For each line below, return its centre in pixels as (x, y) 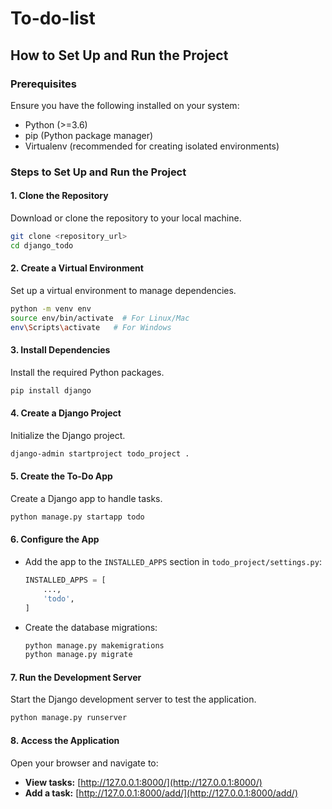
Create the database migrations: (91, 627)
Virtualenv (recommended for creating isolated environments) (152, 146)
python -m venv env (51, 308)
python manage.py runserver (69, 718)
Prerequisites (43, 84)
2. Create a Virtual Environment (77, 268)
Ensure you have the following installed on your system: (125, 105)
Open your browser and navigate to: (84, 763)
